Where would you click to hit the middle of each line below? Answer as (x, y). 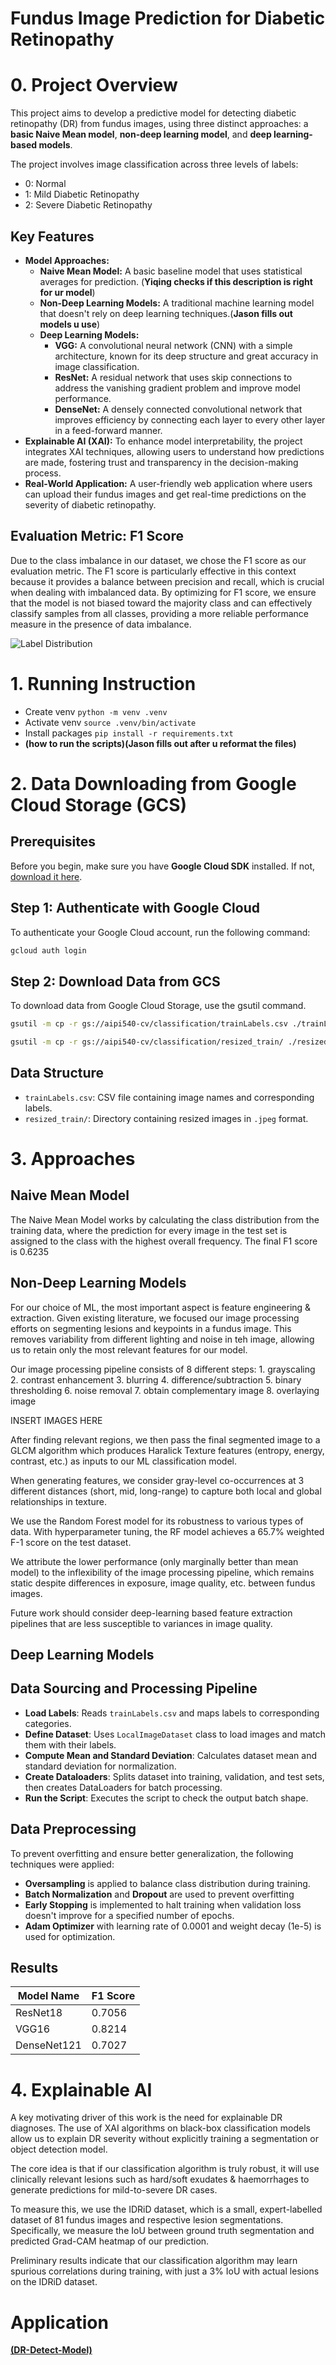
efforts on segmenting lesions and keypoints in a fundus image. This (151, 1328)
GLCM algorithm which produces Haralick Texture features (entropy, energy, (167, 1450)
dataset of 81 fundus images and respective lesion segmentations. (147, 2220)
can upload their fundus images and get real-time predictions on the (165, 494)
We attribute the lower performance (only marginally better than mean (154, 1561)
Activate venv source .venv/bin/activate (110, 722)
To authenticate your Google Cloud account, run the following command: (160, 932)
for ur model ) (67, 292)
